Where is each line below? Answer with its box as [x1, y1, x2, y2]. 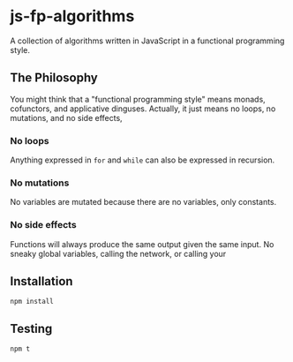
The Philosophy [10, 71, 98, 86]
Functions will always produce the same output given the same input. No [10, 238, 274, 249]
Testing [10, 321, 53, 336]
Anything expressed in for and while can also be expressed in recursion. [10, 155, 275, 165]
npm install [10, 298, 54, 306]
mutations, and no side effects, [10, 112, 123, 123]
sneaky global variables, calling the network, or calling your [10, 248, 227, 259]
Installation [10, 274, 73, 289]
